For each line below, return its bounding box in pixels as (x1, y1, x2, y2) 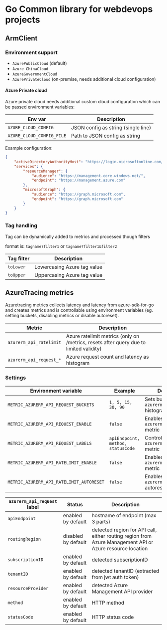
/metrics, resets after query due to (66, 339, 146, 346)
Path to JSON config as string (71, 132, 141, 139)
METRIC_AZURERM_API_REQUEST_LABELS (7, 440, 92, 446)
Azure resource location (91, 545, 148, 552)
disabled (63, 532, 83, 539)
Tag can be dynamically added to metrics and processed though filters (5, 233, 150, 239)
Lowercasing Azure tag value (34, 263, 103, 270)
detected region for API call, (91, 526, 157, 533)
